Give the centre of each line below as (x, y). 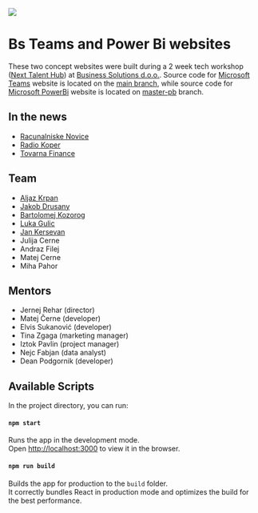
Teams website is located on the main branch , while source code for (121, 83)
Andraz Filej (40, 249)
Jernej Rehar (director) (57, 310)
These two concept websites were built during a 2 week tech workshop (126, 66)
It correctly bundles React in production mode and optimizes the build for (129, 491)
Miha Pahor (39, 266)
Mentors (30, 291)
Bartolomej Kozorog (52, 214)
